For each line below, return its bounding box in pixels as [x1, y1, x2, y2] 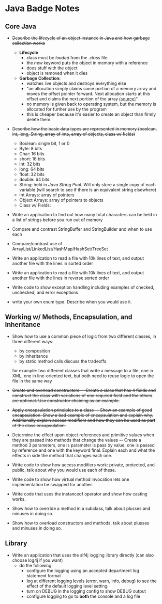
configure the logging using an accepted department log [26, 568, 139, 573]
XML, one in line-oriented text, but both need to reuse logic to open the [12, 373, 154, 379]
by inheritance [19, 353, 48, 359]
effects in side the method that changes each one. [12, 452, 113, 458]
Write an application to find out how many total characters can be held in [12, 212, 157, 217]
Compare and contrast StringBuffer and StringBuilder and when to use [12, 226, 152, 232]
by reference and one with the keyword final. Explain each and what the [12, 447, 155, 453]
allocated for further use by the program [26, 106, 107, 112]
